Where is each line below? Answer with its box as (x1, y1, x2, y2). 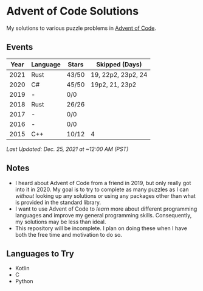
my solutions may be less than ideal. (15, 218, 106, 225)
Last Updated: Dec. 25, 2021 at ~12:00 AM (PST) (6, 145, 129, 153)
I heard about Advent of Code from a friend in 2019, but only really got (15, 179, 191, 186)
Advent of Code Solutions (6, 4, 139, 18)
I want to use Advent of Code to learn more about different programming (15, 205, 198, 212)
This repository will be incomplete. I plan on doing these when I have (15, 224, 187, 232)
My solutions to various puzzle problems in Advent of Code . (6, 24, 157, 32)
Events (6, 42, 33, 52)
